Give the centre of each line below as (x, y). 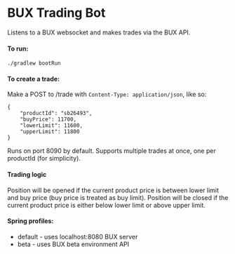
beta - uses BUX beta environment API (73, 244)
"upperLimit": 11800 (50, 132)
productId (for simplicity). (44, 159)
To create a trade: (34, 79)
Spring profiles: (31, 221)
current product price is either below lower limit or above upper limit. (106, 205)
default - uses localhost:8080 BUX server (78, 236)
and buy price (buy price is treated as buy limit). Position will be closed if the (118, 197)
